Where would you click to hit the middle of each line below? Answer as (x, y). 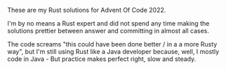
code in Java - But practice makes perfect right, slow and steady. (102, 59)
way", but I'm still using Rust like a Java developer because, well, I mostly (113, 52)
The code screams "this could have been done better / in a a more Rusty (112, 44)
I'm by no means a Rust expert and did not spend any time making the (108, 23)
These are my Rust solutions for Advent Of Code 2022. (87, 10)
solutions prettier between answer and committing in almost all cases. (108, 31)
